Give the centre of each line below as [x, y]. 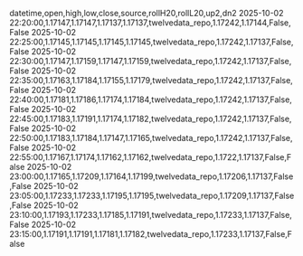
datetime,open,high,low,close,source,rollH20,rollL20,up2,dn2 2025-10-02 [147, 13]
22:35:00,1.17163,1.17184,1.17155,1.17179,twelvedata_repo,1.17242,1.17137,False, [151, 80]
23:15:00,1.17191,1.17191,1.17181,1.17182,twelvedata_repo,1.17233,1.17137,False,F [151, 234]
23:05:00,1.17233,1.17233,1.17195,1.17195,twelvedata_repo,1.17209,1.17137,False [152, 195]
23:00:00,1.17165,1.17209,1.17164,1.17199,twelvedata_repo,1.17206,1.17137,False [151, 176]
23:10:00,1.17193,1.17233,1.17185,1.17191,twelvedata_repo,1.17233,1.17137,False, [151, 215]
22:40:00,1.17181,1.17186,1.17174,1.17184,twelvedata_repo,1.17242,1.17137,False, [151, 100]
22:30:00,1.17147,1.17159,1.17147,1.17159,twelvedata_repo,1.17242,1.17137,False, [151, 61]
